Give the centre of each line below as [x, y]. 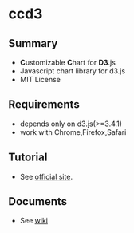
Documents [38, 201]
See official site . [46, 176]
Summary [33, 43]
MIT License [40, 79]
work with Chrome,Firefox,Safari [73, 132]
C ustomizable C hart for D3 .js [67, 62]
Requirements [44, 105]
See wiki [33, 221]
